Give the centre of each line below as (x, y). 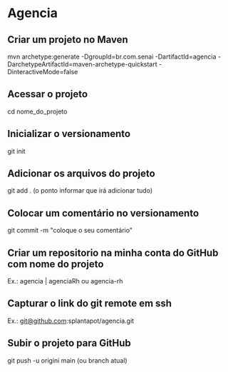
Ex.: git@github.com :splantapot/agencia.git (71, 321)
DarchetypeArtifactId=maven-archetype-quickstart (83, 64)
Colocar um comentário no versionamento (103, 213)
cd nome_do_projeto (37, 111)
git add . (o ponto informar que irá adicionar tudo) (80, 191)
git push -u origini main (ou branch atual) (67, 360)
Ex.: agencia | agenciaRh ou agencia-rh (65, 281)
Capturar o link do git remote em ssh (90, 304)
